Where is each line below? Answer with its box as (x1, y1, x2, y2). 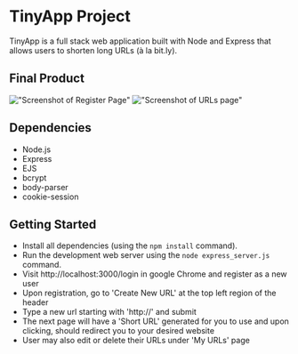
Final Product (9, 71, 85, 86)
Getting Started (9, 216, 97, 232)
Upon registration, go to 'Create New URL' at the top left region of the (21, 287, 277, 299)
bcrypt (21, 172, 47, 183)
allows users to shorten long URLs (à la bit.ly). (9, 44, 178, 55)
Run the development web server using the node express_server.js (21, 250, 270, 261)
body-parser (21, 181, 68, 192)
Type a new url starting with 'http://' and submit (21, 307, 197, 318)
